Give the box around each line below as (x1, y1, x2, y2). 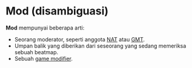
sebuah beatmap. (14, 48, 59, 55)
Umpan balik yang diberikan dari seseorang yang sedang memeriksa (14, 42, 187, 49)
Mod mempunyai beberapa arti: (5, 24, 85, 31)
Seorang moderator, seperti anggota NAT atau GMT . (14, 36, 145, 43)
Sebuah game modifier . (14, 55, 73, 62)
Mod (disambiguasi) (5, 4, 109, 18)
